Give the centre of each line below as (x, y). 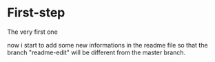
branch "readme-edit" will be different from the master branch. (96, 52)
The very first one (33, 32)
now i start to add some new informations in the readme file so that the (107, 45)
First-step (36, 13)
